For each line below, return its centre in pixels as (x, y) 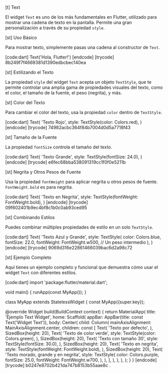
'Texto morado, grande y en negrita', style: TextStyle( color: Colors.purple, (82, 355)
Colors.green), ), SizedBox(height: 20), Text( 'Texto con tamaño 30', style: (82, 338)
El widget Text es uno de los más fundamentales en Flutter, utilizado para (81, 17)
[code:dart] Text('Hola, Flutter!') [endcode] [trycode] (60, 57)
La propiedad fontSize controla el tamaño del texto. (59, 147)
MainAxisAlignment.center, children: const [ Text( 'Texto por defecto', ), (79, 328)
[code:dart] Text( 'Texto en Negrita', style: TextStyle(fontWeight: (72, 197)
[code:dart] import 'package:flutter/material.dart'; (56, 282)
